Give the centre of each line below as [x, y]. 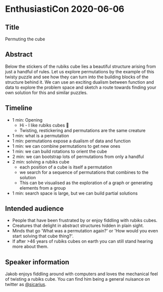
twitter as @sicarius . [26, 285]
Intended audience [34, 209]
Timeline [19, 108]
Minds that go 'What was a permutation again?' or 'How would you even [85, 231]
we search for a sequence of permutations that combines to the [84, 172]
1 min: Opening [27, 120]
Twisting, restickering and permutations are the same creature [82, 130]
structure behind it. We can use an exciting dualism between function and [80, 82]
